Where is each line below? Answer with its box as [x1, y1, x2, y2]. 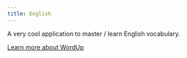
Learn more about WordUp [7, 43, 84, 51]
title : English [7, 10, 52, 17]
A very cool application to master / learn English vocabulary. [7, 29, 180, 38]
